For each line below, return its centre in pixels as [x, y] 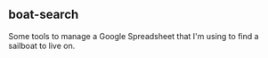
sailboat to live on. [42, 46]
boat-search [44, 15]
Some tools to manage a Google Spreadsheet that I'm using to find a [134, 36]
